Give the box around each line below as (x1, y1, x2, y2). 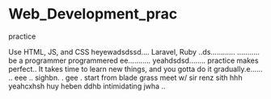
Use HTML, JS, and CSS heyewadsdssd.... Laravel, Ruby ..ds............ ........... (8, 47, 260, 56)
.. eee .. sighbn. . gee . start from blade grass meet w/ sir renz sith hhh (8, 72, 243, 82)
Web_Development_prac (8, 5, 178, 23)
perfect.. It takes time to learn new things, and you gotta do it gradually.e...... (8, 64, 263, 73)
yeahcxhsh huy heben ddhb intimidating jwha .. (8, 81, 166, 91)
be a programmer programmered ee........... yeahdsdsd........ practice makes (8, 56, 259, 65)
